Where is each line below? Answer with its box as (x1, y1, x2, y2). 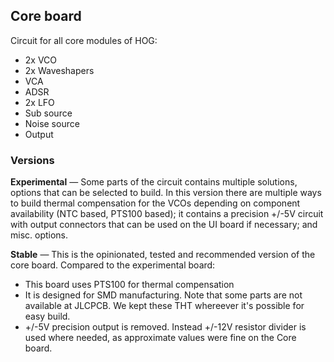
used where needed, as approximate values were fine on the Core (24, 332, 297, 344)
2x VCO (24, 54, 58, 66)
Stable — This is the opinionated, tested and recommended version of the (10, 249, 316, 261)
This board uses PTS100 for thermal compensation (24, 279, 235, 291)
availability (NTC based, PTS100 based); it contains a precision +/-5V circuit (10, 208, 324, 220)
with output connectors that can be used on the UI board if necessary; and (10, 219, 318, 231)
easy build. (24, 310, 71, 323)
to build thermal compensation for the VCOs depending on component (10, 197, 301, 209)
